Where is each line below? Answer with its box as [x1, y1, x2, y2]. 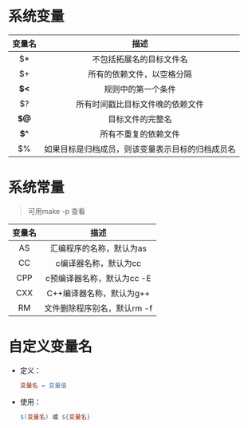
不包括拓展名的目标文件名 [92, 53, 189, 65]
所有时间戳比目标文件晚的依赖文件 [76, 98, 205, 109]
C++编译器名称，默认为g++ [46, 287, 150, 299]
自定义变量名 [8, 338, 93, 356]
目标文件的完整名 [108, 113, 173, 125]
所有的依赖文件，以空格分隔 [88, 69, 193, 80]
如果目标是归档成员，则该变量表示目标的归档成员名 [44, 143, 237, 154]
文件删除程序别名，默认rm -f [44, 303, 153, 314]
